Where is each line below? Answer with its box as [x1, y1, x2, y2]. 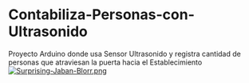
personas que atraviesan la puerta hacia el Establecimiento [8, 57, 203, 67]
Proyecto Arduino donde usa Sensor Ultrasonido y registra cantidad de [8, 49, 241, 58]
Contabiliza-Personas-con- [8, 6, 196, 24]
